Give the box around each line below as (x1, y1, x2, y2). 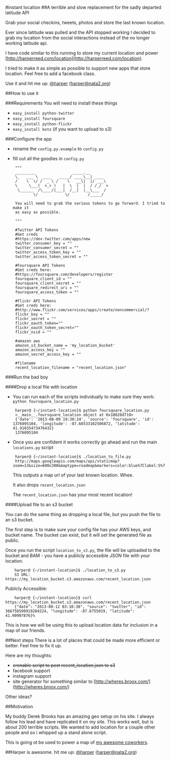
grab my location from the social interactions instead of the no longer (5, 35, 150, 41)
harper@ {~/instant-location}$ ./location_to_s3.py (14, 568, 126, 573)
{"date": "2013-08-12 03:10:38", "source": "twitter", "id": (14, 604, 146, 609)
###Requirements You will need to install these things (5, 100, 118, 106)
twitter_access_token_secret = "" (15, 254, 88, 259)
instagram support (12, 673, 52, 679)
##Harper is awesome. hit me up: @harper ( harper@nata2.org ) (5, 749, 137, 755)
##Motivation (5, 704, 33, 709)
